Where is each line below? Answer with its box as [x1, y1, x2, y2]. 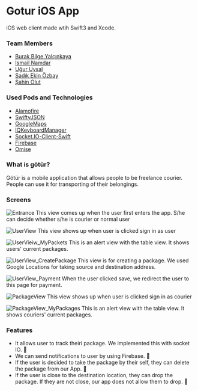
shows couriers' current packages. [6, 311, 93, 318]
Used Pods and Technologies [6, 93, 93, 102]
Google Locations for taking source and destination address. [6, 263, 156, 271]
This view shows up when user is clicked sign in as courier [47, 293, 192, 300]
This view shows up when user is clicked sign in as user [37, 227, 176, 235]
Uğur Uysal [14, 66, 43, 73]
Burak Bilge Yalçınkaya [14, 53, 72, 60]
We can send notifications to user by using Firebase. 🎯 [14, 353, 150, 360]
